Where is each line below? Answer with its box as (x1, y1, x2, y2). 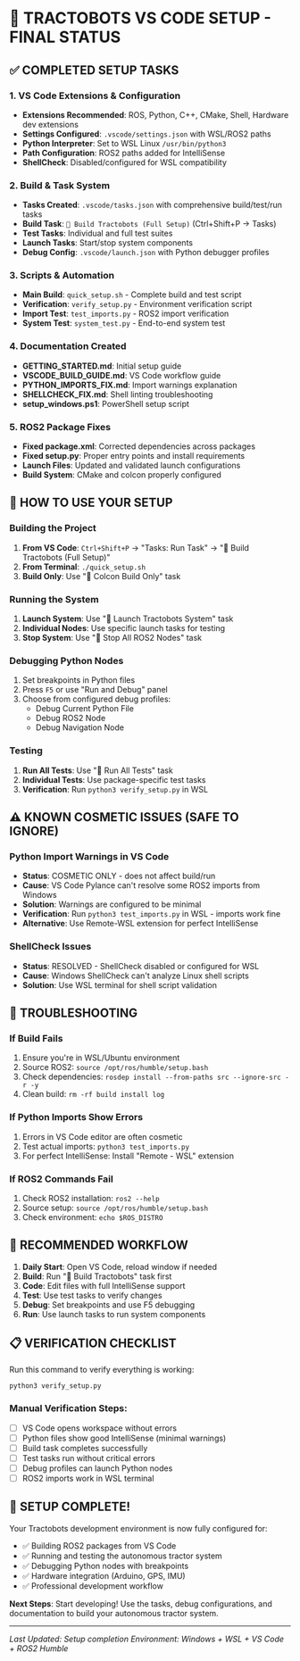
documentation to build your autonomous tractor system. (9, 1607, 219, 1618)
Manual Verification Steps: (9, 1402, 128, 1415)
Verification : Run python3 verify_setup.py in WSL (21, 784, 208, 794)
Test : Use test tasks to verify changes (21, 1290, 162, 1300)
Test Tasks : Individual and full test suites (21, 228, 173, 239)
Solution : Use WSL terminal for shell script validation (21, 979, 217, 990)
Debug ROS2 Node (35, 713, 106, 724)
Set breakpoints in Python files (21, 675, 136, 685)
